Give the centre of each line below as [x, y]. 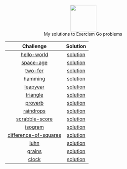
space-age [35, 63]
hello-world [34, 55]
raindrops [34, 111]
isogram [34, 127]
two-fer [35, 71]
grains [34, 151]
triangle [34, 95]
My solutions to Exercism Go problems [83, 34]
